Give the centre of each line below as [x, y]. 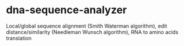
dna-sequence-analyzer [67, 10]
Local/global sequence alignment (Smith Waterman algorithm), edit [87, 26]
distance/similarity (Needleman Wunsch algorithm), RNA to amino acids [92, 32]
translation [19, 38]
